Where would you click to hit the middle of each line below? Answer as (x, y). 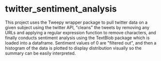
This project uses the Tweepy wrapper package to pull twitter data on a (76, 22)
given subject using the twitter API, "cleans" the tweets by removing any (77, 27)
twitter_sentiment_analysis (61, 9)
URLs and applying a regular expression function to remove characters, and (80, 32)
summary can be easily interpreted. (40, 53)
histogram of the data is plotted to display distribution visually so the (73, 48)
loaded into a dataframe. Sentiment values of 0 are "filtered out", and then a (81, 43)
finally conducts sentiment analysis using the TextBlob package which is (77, 38)
